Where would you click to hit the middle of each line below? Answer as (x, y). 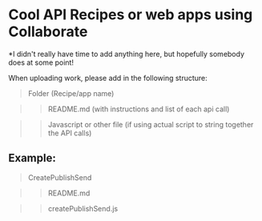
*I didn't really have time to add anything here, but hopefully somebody (127, 54)
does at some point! (41, 62)
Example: (32, 158)
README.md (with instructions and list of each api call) (139, 109)
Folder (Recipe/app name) (71, 93)
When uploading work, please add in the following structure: (108, 78)
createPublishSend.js (83, 208)
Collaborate (48, 32)
